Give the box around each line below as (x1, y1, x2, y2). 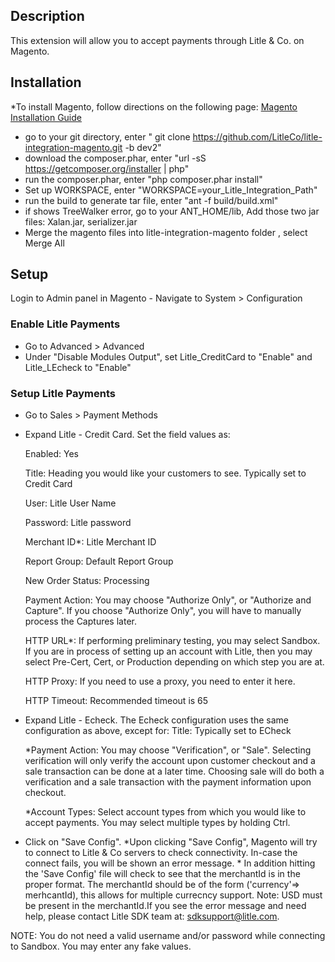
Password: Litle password (24, 517, 132, 529)
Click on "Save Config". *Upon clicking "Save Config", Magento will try (24, 836, 318, 848)
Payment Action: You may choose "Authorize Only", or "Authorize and (24, 594, 312, 606)
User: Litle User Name (24, 497, 117, 509)
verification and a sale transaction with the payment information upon (24, 776, 312, 788)
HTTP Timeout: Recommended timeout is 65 (24, 695, 209, 707)
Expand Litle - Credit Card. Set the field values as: (24, 429, 231, 441)
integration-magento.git (24, 141, 123, 153)
